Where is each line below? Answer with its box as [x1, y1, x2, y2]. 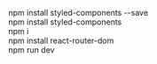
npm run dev [8, 45, 55, 55]
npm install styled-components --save [8, 8, 148, 18]
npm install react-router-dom [8, 35, 114, 46]
